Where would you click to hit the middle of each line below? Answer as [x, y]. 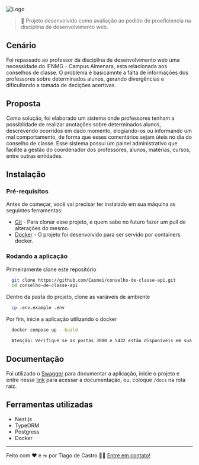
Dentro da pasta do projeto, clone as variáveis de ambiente [78, 297]
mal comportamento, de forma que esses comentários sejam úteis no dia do [99, 137]
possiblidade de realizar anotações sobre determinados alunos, [84, 124]
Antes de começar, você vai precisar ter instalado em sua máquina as [91, 204]
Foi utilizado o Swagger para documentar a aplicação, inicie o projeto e [93, 373]
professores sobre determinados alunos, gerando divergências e [85, 79]
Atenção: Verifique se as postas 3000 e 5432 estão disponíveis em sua [102, 341]
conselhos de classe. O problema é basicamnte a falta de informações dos [97, 72]
